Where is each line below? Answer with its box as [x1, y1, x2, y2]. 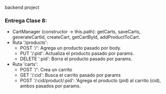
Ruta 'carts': [12, 61, 39, 67]
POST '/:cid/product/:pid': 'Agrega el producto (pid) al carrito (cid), [20, 78, 161, 84]
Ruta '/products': [12, 39, 48, 45]
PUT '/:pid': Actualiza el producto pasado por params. [20, 51, 135, 57]
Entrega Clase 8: [5, 17, 47, 24]
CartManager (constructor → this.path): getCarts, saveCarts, [12, 29, 141, 35]
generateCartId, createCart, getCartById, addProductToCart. [12, 34, 140, 40]
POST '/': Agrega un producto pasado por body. [20, 45, 122, 51]
